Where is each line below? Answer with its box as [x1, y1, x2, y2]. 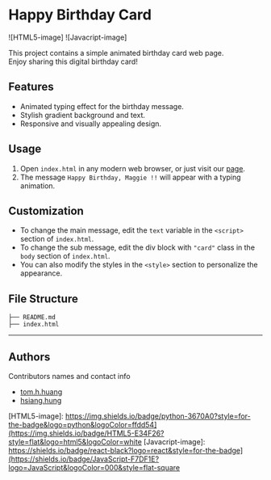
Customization [8, 204, 85, 217]
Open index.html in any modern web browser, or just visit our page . [19, 163, 246, 173]
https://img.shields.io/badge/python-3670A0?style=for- [65, 411, 252, 421]
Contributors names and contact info [8, 372, 131, 381]
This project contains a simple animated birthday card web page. [8, 48, 224, 57]
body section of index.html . [19, 251, 110, 261]
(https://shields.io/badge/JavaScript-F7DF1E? [8, 454, 160, 464]
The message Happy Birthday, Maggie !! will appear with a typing [19, 172, 241, 182]
